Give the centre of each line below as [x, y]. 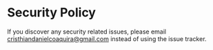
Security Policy [52, 13]
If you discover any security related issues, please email [87, 32]
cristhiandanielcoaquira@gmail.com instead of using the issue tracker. [107, 38]
